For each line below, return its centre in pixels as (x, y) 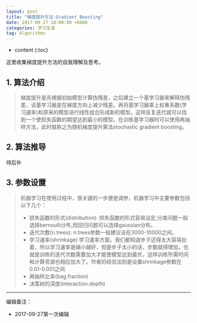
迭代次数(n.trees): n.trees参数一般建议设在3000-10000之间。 (103, 232)
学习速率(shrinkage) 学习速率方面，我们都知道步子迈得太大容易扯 (108, 239)
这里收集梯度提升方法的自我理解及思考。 (55, 62)
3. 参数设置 (26, 183)
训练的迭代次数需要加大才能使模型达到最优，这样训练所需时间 (114, 254)
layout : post (22, 11)
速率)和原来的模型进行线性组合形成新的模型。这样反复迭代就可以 (103, 112)
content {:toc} (31, 50)
